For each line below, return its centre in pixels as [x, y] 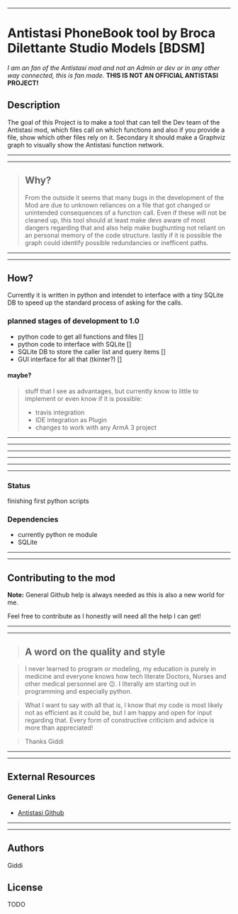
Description [34, 105]
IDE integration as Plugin [71, 419]
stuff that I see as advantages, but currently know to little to [112, 391]
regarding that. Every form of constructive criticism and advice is [119, 721]
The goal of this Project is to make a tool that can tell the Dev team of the [114, 122]
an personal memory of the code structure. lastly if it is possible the [123, 235]
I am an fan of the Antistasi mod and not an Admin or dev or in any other [114, 67]
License [25, 887]
